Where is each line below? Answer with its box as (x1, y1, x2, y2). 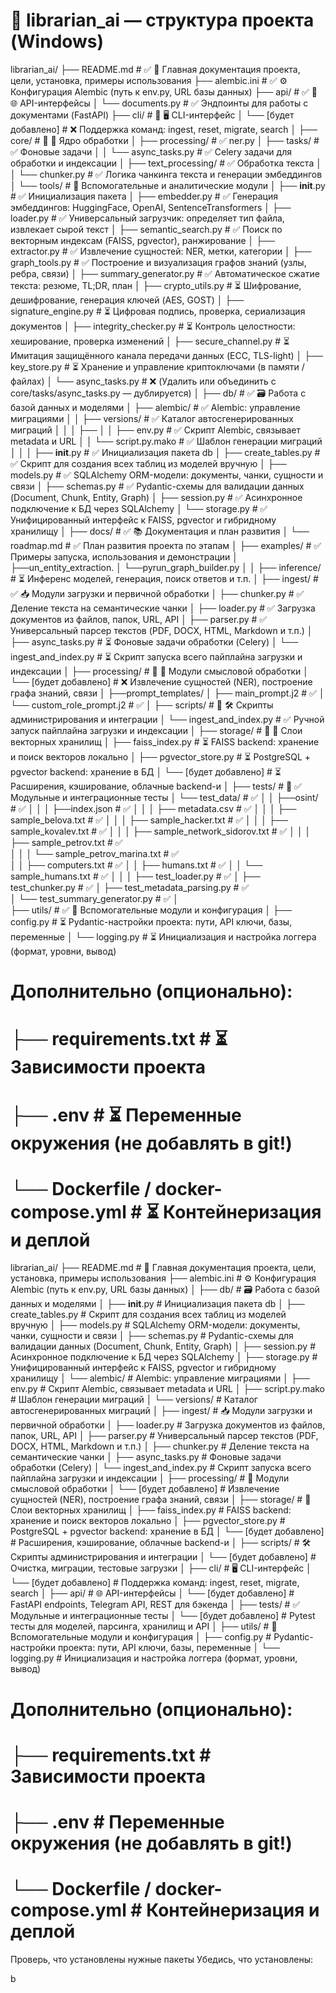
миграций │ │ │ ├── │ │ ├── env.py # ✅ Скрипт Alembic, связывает (10, 424, 301, 436)
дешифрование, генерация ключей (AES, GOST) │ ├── (10, 294, 245, 306)
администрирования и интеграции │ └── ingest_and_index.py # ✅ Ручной (10, 713, 325, 725)
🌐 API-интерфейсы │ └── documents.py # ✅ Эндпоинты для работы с (10, 97, 309, 109)
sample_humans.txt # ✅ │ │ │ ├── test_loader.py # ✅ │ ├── (10, 870, 261, 882)
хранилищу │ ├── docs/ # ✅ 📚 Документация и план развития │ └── (10, 525, 310, 537)
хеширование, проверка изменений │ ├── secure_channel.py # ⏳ (10, 335, 290, 347)
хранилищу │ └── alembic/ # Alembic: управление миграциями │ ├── (10, 1372, 310, 1384)
